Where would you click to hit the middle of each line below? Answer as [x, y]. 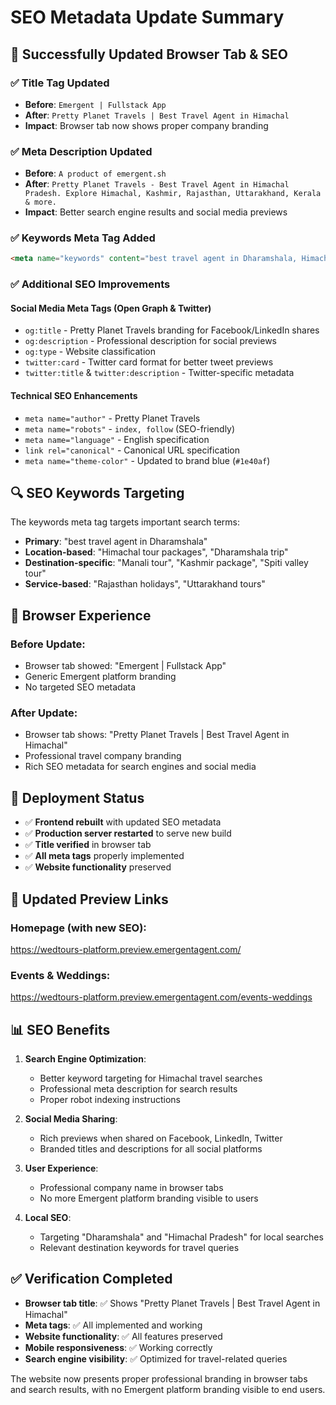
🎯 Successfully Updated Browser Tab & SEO [149, 54]
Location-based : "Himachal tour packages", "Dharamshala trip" [156, 552]
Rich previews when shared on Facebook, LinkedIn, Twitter [161, 1138]
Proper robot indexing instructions [110, 1100]
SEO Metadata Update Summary [147, 17]
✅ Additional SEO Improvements [90, 284]
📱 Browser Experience [81, 615]
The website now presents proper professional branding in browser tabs [159, 1378]
